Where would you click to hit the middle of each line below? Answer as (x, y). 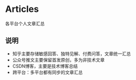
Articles (22, 9)
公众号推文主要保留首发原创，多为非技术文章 (58, 60)
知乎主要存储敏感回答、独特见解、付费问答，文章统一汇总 (71, 54)
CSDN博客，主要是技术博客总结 (45, 66)
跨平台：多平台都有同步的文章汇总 (47, 72)
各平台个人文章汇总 (25, 23)
